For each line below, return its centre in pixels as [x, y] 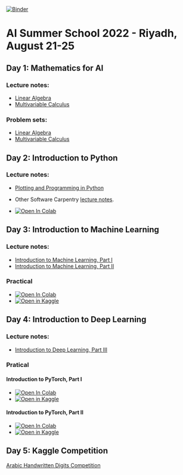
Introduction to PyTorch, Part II [45, 412]
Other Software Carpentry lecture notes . [64, 199]
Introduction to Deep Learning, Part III [61, 350]
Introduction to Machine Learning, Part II [64, 266]
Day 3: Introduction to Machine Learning [83, 230]
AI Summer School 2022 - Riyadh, [92, 33]
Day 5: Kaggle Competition [57, 451]
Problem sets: [27, 119]
